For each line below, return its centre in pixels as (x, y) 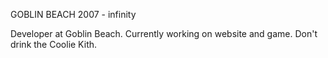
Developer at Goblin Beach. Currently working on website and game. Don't (164, 33)
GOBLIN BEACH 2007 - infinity (73, 14)
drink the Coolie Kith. (54, 44)
